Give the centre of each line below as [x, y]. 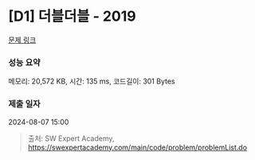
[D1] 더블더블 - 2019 [73, 16]
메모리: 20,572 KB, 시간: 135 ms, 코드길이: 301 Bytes [92, 81]
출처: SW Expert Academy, [71, 138]
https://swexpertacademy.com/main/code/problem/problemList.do [137, 147]
